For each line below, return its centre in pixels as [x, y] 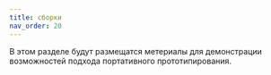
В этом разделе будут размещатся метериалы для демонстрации [135, 51]
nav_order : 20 [36, 26]
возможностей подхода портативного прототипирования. [120, 61]
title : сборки [36, 17]
